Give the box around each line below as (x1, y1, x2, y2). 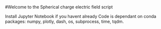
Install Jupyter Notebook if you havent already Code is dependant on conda (5, 14, 157, 19)
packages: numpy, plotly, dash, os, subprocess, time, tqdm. (5, 19, 124, 24)
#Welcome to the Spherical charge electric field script (5, 4, 113, 10)
